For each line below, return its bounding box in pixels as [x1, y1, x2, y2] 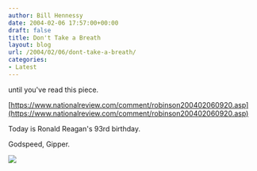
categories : [8, 56, 48, 64]
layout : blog [8, 41, 52, 49]
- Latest [8, 63, 37, 71]
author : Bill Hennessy [8, 11, 83, 20]
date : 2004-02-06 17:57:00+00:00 [8, 19, 119, 27]
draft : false [8, 26, 52, 34]
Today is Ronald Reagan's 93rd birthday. [8, 123, 141, 133]
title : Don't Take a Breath [8, 33, 102, 42]
